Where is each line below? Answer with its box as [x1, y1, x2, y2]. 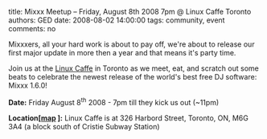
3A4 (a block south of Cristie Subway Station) [8, 121, 160, 131]
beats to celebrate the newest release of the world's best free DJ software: [8, 72, 257, 81]
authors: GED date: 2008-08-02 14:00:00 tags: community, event [8, 15, 225, 25]
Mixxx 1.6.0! [8, 80, 48, 90]
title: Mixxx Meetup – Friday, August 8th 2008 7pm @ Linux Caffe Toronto [8, 7, 252, 16]
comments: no [8, 24, 56, 33]
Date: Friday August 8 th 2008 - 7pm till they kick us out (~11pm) [8, 96, 220, 107]
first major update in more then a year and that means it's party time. [8, 48, 236, 57]
